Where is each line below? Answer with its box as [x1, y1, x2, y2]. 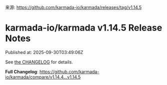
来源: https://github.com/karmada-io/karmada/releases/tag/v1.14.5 [5, 4, 142, 10]
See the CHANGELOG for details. [5, 59, 73, 65]
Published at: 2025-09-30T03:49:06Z [5, 49, 83, 55]
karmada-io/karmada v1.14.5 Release [5, 22, 162, 33]
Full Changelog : [5, 68, 38, 74]
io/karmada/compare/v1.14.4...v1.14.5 [5, 74, 81, 80]
